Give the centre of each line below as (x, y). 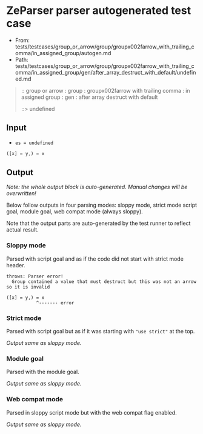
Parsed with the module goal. (43, 372)
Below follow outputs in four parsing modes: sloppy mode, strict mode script (102, 205)
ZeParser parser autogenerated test (99, 11)
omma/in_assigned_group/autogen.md (63, 53)
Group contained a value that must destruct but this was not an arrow (104, 282)
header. (16, 265)
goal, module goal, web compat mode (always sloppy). (75, 212)
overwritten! (21, 193)
